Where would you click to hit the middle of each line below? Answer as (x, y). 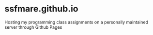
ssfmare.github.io (41, 9)
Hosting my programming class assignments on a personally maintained (76, 22)
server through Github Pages (33, 27)
